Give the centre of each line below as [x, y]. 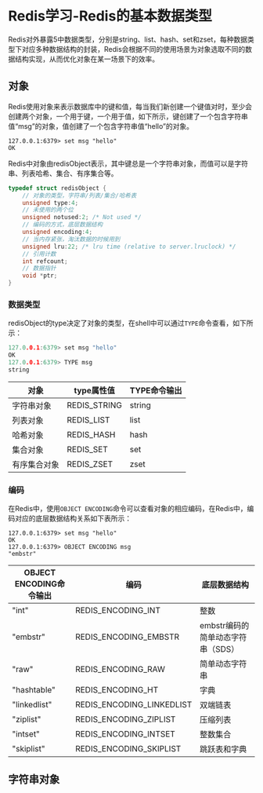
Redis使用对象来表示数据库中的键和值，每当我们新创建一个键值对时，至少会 [130, 106]
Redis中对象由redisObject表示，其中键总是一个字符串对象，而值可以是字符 [128, 163]
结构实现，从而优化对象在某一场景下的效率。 [86, 59]
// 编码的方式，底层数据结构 [63, 225]
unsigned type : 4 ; [50, 203]
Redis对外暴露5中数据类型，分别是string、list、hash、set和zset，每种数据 [128, 39]
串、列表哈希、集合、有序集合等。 [63, 173]
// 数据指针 [39, 269]
